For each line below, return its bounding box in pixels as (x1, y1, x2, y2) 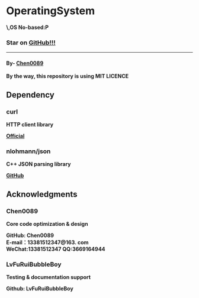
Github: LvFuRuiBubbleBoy (6, 285, 74, 292)
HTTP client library (6, 121, 54, 128)
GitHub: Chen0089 (6, 232, 54, 239)
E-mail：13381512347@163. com (6, 239, 89, 246)
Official (6, 132, 25, 140)
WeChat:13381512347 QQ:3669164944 (6, 245, 105, 252)
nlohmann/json (6, 147, 51, 156)
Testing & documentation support (6, 274, 91, 281)
